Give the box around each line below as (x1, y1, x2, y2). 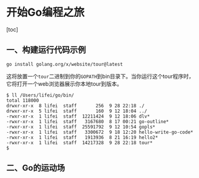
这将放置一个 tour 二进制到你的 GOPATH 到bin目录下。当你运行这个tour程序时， (6, 72, 195, 80)
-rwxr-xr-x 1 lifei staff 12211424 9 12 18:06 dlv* (6, 113, 150, 119)
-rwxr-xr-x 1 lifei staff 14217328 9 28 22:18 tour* (6, 139, 153, 145)
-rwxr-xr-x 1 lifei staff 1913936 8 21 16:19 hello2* (6, 134, 158, 141)
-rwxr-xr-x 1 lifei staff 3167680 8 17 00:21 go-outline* (6, 118, 169, 124)
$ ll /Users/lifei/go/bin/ (6, 92, 74, 98)
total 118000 (6, 97, 39, 103)
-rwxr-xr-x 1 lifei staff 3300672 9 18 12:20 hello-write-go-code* (6, 129, 194, 135)
